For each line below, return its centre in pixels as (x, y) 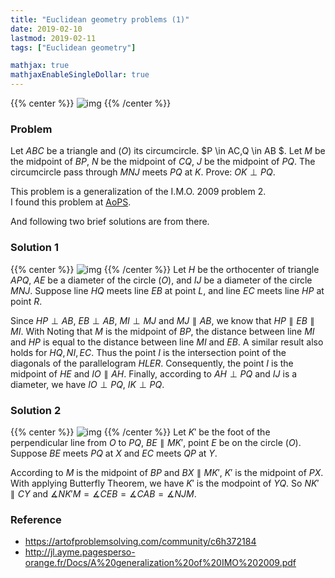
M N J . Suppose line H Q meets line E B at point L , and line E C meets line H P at (167, 290)
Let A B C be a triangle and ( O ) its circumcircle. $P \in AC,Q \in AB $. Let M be (168, 151)
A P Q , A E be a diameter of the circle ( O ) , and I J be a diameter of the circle (161, 280)
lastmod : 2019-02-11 (53, 38)
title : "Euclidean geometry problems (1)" (100, 19)
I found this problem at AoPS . (71, 202)
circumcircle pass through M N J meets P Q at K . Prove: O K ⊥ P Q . (143, 172)
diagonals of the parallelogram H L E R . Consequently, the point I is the (152, 363)
